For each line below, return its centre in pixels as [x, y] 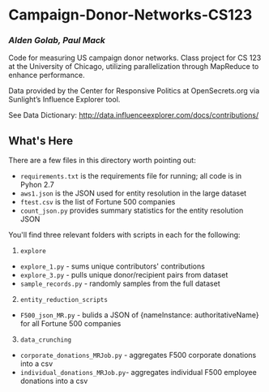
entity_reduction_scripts [64, 300]
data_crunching [46, 340]
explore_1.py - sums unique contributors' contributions [112, 266]
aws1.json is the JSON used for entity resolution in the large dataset [133, 193]
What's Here [41, 141]
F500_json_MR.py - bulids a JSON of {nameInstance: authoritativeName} [139, 315]
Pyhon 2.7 [37, 185]
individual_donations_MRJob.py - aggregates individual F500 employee [138, 373]
